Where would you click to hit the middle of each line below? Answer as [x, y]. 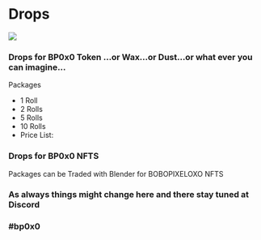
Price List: [37, 135]
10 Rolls [33, 126]
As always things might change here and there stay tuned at [128, 195]
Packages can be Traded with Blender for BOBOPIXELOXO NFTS [116, 174]
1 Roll [29, 101]
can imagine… [37, 67]
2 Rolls [31, 109]
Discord [24, 205]
